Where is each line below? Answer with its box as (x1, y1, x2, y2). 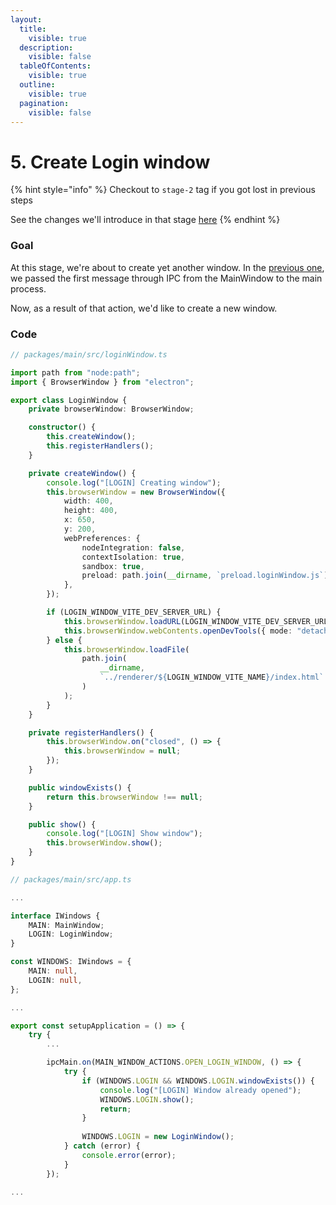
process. (10, 282, 47, 295)
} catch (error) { (63, 1141, 141, 1151)
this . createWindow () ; (46, 432, 137, 442)
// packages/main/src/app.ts (10, 874, 132, 885)
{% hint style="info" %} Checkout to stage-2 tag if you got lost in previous (10, 184, 316, 196)
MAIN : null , (28, 966, 78, 976)
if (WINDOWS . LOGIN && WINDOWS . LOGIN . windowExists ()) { (81, 1076, 315, 1086)
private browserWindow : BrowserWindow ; (28, 404, 195, 415)
